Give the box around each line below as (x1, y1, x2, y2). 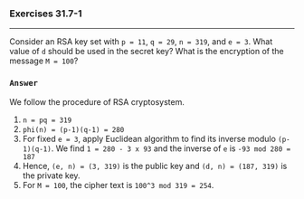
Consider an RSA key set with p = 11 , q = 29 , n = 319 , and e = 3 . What (9, 36, 273, 47)
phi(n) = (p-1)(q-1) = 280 (22, 125, 125, 134)
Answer (9, 78, 39, 89)
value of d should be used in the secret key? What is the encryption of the (9, 46, 284, 57)
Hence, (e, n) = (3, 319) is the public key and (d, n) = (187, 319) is (22, 160, 288, 171)
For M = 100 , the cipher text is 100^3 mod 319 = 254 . (22, 179, 214, 190)
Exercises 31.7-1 (9, 7, 82, 20)
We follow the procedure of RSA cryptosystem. (9, 96, 185, 107)
